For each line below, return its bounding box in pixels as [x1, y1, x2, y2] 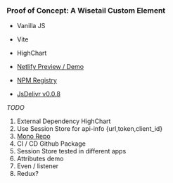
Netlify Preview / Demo [16, 63, 84, 71]
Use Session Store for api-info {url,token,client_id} [16, 125, 163, 133]
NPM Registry [16, 76, 58, 84]
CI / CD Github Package [16, 139, 86, 148]
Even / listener [16, 162, 59, 170]
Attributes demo [16, 154, 64, 163]
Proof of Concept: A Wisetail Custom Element [6, 6, 166, 15]
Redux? [16, 170, 39, 178]
